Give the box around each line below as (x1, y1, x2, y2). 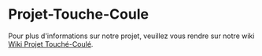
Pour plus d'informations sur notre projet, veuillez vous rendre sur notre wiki (8, 31, 255, 40)
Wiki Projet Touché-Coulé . (8, 39, 94, 48)
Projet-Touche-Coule (8, 5, 149, 23)
